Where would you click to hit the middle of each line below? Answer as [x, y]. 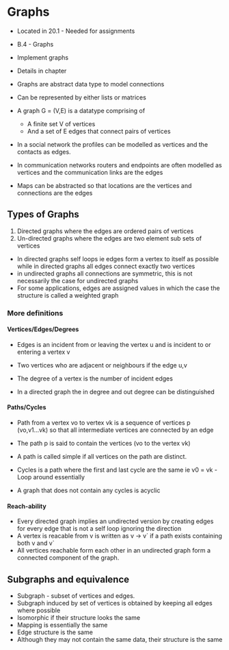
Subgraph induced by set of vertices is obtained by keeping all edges [115, 603]
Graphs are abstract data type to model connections [91, 84]
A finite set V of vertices [61, 123]
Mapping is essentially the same [62, 625]
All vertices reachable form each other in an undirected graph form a [113, 551]
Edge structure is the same [55, 632]
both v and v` [36, 543]
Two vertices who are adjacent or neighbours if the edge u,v [102, 365]
